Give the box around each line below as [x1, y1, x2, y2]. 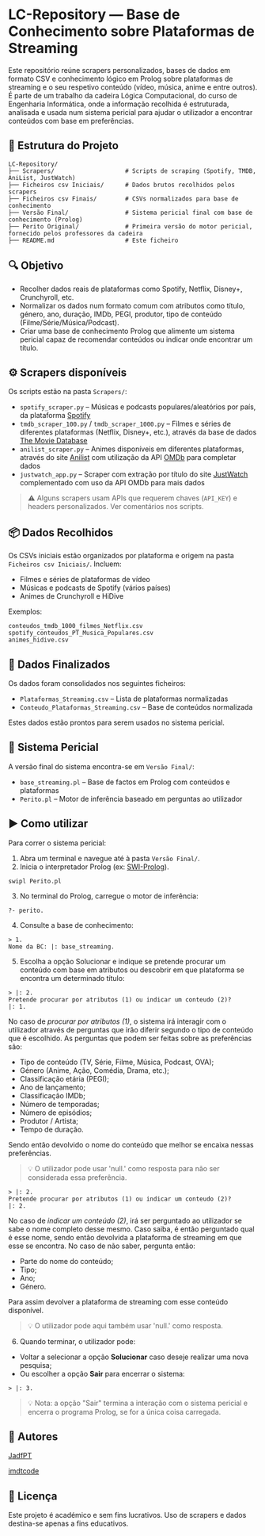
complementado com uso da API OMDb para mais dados [19, 478, 206, 488]
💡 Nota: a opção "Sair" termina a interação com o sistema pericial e [27, 1398, 248, 1408]
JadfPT [8, 1451, 32, 1461]
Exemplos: [8, 607, 42, 616]
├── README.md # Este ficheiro [8, 236, 179, 244]
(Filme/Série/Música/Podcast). [19, 317, 120, 327]
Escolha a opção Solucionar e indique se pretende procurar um [19, 956, 226, 966]
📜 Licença [8, 1489, 58, 1503]
